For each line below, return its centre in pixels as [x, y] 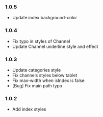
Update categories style [37, 70]
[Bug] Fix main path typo [37, 85]
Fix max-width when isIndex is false [48, 80]
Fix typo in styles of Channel [41, 41]
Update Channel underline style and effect [55, 46]
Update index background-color [45, 18]
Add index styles [29, 109]
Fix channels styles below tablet [45, 75]
